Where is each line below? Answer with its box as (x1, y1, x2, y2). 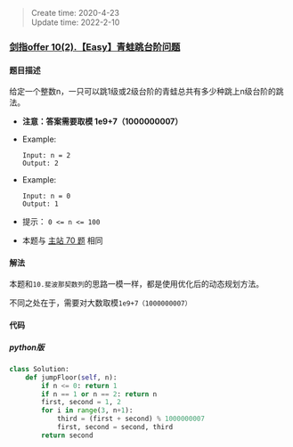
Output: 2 (21, 159, 60, 168)
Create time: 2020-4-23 (30, 8, 120, 18)
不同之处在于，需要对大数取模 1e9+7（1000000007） (9, 297, 192, 308)
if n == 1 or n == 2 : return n (41, 389, 158, 399)
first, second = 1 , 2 (41, 398, 122, 407)
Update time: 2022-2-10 (30, 17, 120, 28)
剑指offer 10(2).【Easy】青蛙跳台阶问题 (9, 40, 181, 53)
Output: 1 (21, 199, 60, 208)
